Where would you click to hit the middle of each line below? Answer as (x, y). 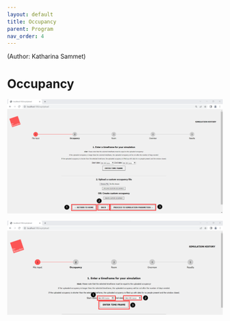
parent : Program (30, 29)
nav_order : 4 (26, 36)
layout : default (30, 14)
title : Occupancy (32, 22)
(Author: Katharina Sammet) (47, 56)
